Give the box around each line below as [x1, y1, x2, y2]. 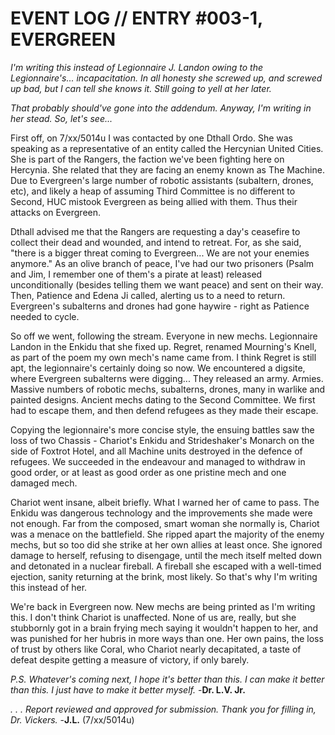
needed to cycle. [10, 310, 80, 322]
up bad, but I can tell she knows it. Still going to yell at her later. [10, 82, 272, 94]
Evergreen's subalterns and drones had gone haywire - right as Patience [10, 300, 310, 312]
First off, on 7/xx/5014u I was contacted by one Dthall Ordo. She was [10, 132, 294, 144]
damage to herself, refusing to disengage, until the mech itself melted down [10, 549, 322, 561]
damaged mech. [10, 477, 78, 489]
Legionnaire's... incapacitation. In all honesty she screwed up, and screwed [10, 72, 323, 84]
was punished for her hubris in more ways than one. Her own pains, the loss [10, 632, 324, 644]
